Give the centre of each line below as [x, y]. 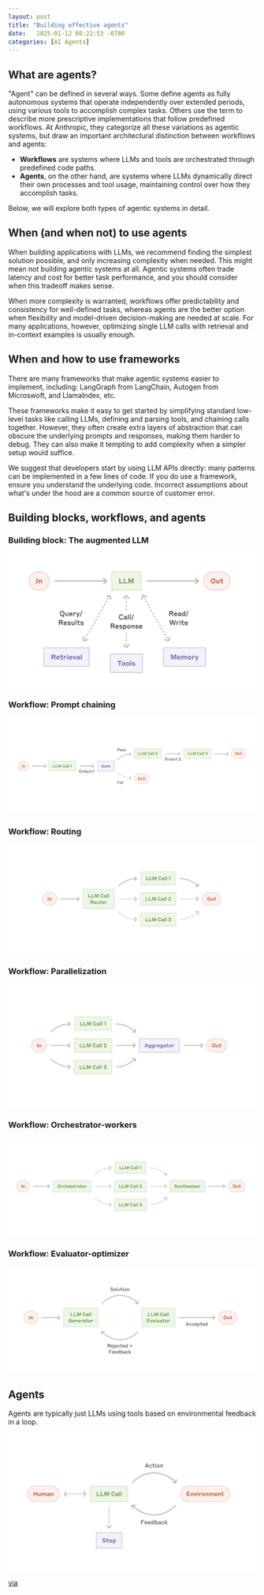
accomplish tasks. [49, 193]
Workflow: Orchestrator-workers [73, 1124]
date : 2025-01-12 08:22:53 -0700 [67, 33]
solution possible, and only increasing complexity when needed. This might [130, 260]
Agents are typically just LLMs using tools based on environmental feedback [132, 1413]
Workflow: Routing [45, 832]
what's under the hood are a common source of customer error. [112, 493]
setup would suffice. [41, 452]
